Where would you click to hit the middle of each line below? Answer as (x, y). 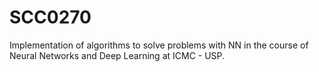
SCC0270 (50, 17)
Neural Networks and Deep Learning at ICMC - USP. (117, 55)
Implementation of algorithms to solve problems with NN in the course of (159, 45)
